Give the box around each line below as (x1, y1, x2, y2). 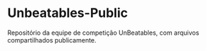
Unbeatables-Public (7, 5, 129, 21)
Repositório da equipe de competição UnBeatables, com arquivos (7, 28, 200, 37)
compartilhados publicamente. (7, 35, 97, 44)
